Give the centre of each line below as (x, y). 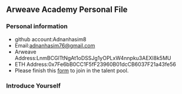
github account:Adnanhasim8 (50, 39)
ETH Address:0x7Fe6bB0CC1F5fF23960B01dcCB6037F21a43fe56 (95, 64)
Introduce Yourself (33, 86)
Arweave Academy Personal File (67, 10)
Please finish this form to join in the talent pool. (72, 70)
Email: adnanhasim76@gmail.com (55, 45)
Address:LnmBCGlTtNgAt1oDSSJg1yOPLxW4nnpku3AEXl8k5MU (93, 58)
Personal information (37, 26)
